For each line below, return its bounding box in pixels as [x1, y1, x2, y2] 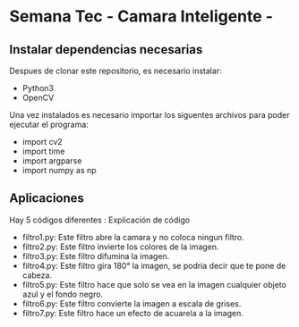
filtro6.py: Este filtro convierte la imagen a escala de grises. [21, 298, 242, 309]
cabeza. [21, 270, 52, 281]
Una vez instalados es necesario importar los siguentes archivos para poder [9, 110, 290, 120]
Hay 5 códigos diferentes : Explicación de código [9, 214, 191, 225]
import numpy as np [21, 165, 97, 175]
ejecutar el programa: [9, 119, 90, 130]
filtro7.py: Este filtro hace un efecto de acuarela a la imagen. [21, 307, 243, 318]
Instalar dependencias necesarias [9, 42, 203, 57]
